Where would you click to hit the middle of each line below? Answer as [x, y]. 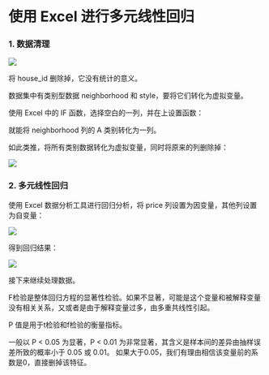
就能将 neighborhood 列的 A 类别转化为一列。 [85, 130]
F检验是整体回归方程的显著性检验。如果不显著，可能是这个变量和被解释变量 [135, 297]
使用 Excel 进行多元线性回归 [101, 17]
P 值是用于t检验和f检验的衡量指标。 [68, 325]
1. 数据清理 [29, 44]
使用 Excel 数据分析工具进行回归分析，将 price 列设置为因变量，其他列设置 [133, 205]
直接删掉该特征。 [62, 362]
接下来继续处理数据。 [44, 280]
